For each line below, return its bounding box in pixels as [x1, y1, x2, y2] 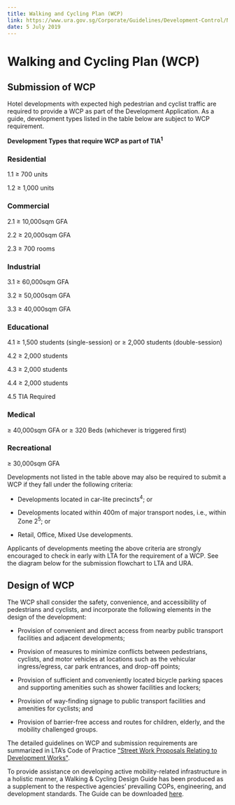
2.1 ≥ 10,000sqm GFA [7, 217, 68, 225]
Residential [7, 154, 47, 164]
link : [7, 17, 23, 24]
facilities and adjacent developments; [17, 633, 125, 642]
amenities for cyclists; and [17, 704, 93, 713]
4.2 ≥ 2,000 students [7, 351, 69, 360]
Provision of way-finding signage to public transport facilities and [17, 696, 206, 705]
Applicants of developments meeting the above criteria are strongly [7, 544, 201, 553]
